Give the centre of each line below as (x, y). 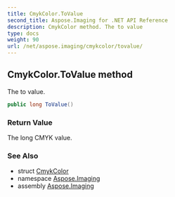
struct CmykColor (43, 171)
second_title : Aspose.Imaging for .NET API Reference (88, 20)
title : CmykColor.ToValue (45, 14)
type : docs (23, 33)
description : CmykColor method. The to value (75, 27)
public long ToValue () (40, 104)
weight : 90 (23, 40)
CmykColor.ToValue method (70, 75)
